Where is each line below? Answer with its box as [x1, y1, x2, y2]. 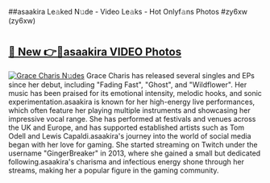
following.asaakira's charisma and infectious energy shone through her [8, 156, 244, 166]
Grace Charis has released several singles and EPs [85, 70, 255, 80]
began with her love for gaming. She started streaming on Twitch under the [8, 139, 258, 149]
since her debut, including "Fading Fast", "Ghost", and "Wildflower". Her [8, 80, 247, 89]
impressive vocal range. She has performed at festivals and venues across [8, 114, 256, 123]
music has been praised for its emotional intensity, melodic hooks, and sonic [8, 88, 262, 98]
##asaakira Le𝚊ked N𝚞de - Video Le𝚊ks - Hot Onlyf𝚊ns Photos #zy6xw [8, 7, 248, 16]
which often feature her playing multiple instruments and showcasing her [8, 105, 251, 115]
